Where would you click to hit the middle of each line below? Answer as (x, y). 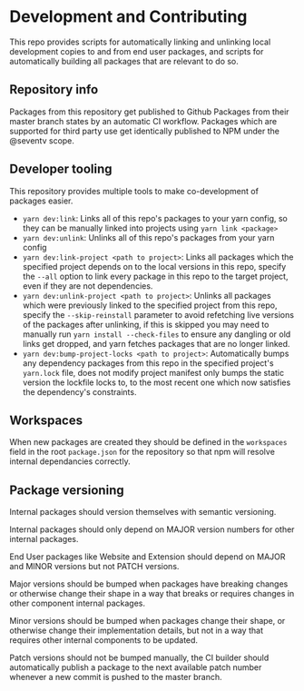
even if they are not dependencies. (88, 286)
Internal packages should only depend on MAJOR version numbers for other (152, 529)
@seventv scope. (42, 140)
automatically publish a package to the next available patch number (136, 667)
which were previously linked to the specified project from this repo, (150, 305)
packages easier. (41, 201)
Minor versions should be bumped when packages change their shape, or (147, 621)
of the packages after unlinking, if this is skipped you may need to (146, 324)
